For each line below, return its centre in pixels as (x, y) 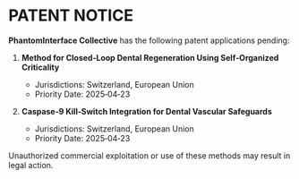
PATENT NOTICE (71, 16)
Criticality (40, 67)
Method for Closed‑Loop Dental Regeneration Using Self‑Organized (150, 57)
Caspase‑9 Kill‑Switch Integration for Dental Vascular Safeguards (146, 111)
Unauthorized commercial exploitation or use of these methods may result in (149, 155)
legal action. (31, 165)
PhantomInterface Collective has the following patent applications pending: (149, 40)
